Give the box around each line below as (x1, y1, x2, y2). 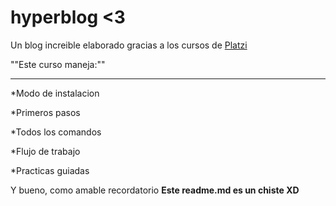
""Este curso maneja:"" (10, 58, 106, 70)
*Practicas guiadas (10, 164, 90, 176)
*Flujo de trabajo (10, 145, 81, 157)
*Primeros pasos (10, 106, 81, 118)
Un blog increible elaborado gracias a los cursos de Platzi (10, 39, 248, 51)
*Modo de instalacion (10, 87, 100, 99)
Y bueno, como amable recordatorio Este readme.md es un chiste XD (10, 184, 300, 196)
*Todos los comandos (10, 126, 102, 138)
